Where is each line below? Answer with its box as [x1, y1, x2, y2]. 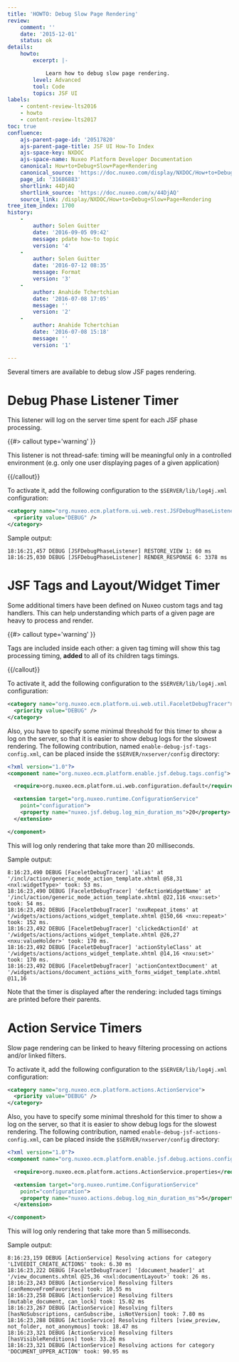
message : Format [33, 269, 81, 276]
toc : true [7, 123, 37, 130]
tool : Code [33, 83, 65, 90]
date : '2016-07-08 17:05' [33, 295, 110, 302]
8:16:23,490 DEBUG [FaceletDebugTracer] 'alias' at [7, 869, 164, 876]
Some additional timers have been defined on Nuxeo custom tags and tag [7, 601, 223, 610]
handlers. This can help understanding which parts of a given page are [7, 609, 215, 617]
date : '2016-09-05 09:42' [33, 229, 110, 236]
